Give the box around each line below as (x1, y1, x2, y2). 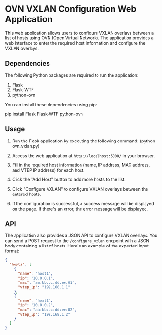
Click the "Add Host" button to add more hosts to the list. (12, 176, 126, 182)
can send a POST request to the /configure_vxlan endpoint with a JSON (5, 238, 150, 244)
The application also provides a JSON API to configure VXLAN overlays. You (5, 232, 158, 239)
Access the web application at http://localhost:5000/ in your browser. (12, 152, 155, 159)
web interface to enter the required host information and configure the (5, 40, 146, 46)
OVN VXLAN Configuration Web (5, 3, 137, 15)
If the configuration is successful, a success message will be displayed (12, 200, 154, 206)
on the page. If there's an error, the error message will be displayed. (12, 206, 148, 212)
